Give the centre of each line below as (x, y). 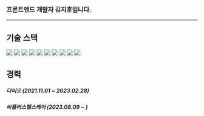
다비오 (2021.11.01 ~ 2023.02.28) (48, 91)
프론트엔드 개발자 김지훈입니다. (49, 9)
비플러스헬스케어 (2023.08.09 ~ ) (47, 107)
